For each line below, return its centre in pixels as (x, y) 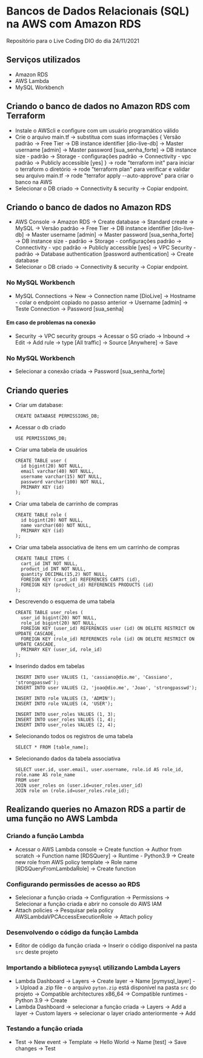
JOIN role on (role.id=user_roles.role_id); (72, 791)
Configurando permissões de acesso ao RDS (73, 884)
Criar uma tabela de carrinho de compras (66, 503)
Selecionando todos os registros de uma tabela (74, 736)
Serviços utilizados (43, 60)
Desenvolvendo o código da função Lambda (72, 932)
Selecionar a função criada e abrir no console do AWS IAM (88, 904)
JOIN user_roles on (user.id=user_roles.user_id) (79, 785)
